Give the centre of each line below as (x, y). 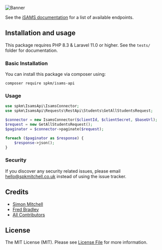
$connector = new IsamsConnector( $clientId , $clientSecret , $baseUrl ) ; (81, 120)
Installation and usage (40, 33)
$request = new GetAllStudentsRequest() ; (49, 125)
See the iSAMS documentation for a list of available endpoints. (69, 17)
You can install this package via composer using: (55, 74)
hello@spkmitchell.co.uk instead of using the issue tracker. (66, 176)
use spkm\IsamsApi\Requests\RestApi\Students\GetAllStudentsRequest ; (79, 111)
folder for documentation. (31, 50)
